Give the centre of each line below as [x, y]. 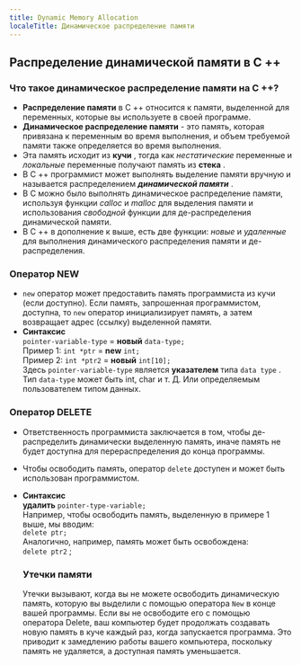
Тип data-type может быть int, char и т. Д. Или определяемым [141, 379]
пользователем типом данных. [82, 389]
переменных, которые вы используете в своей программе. [137, 117]
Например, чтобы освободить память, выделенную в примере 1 [146, 514]
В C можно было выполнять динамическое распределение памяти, [152, 193]
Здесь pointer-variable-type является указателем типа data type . [151, 370]
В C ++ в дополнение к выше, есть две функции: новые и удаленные [154, 232]
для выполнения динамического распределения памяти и [134, 241]
